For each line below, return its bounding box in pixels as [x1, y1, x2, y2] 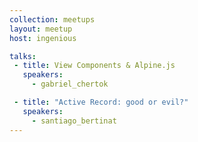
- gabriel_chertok [31, 79, 109, 90]
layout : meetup [9, 24, 73, 34]
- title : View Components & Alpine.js [13, 61, 176, 71]
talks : [9, 51, 37, 61]
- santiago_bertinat [31, 116, 117, 126]
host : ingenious [9, 33, 77, 43]
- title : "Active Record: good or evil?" [13, 97, 189, 107]
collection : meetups [9, 14, 96, 25]
